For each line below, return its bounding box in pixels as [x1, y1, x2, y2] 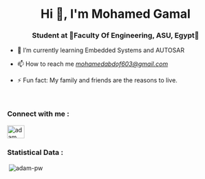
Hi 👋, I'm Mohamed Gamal [40, 6, 191, 22]
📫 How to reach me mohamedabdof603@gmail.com [17, 60, 169, 68]
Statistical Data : [7, 147, 64, 157]
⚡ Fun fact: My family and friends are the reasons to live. [17, 76, 177, 84]
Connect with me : [7, 109, 70, 119]
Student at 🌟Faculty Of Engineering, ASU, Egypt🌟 [32, 31, 199, 40]
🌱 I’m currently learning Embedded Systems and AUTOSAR [17, 46, 184, 54]
